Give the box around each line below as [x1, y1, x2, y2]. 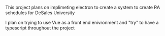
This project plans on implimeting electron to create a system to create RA [5, 5, 160, 10]
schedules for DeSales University [5, 10, 75, 16]
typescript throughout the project [5, 25, 75, 31]
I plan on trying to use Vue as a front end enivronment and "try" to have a [5, 20, 159, 25]
